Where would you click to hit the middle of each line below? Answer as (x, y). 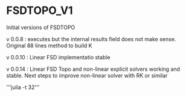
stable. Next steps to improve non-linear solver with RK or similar (87, 75)
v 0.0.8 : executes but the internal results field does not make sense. (91, 39)
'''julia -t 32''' (23, 87)
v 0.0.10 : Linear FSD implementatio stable (58, 57)
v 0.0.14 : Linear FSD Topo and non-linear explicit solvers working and (93, 69)
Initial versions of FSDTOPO (41, 27)
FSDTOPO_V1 (40, 11)
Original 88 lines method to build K (49, 45)
